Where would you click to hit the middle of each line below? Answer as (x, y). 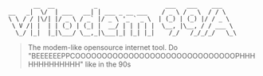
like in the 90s (108, 64)
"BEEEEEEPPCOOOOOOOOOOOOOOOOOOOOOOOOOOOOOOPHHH (141, 56)
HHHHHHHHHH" (55, 64)
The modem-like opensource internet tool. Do (102, 47)
